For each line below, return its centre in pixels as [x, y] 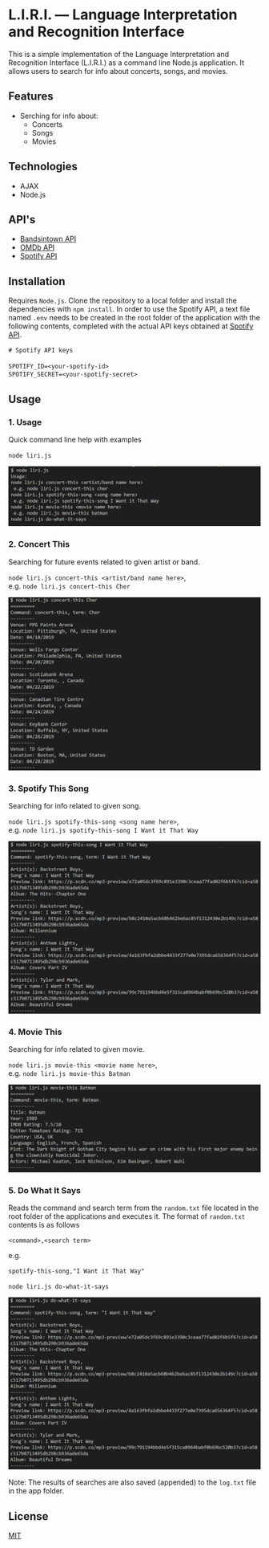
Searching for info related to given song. [75, 806]
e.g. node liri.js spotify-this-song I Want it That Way [103, 830]
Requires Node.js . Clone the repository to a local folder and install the [123, 301]
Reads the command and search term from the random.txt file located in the [134, 1208]
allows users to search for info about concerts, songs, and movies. [118, 71]
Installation [37, 281]
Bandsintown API [48, 239]
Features [31, 97]
